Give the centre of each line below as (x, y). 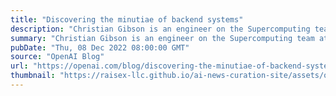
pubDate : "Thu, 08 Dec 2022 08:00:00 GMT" (100, 47)
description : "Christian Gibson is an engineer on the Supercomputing (160, 29)
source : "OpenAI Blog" (57, 57)
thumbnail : (33, 76)
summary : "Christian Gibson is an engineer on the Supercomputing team (162, 38)
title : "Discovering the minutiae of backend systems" (127, 19)
